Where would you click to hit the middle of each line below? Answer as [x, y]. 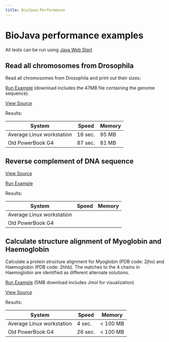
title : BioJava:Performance [35, 10]
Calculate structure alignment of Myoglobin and [83, 241]
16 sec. [86, 135]
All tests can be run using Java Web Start [49, 50]
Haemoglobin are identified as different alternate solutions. [67, 273]
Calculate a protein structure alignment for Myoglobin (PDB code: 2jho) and [85, 261]
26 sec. [86, 332]
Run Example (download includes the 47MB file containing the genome [80, 88]
